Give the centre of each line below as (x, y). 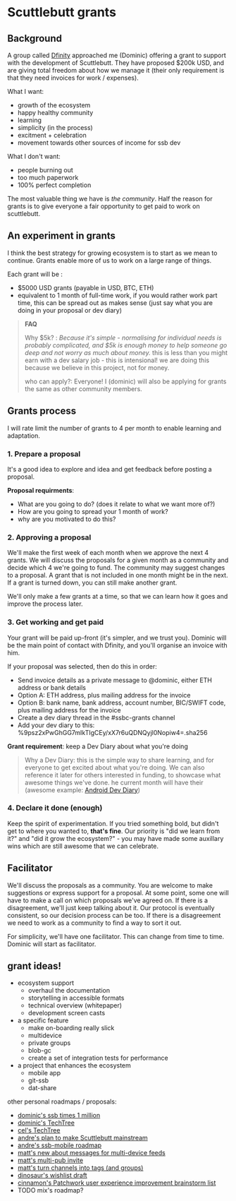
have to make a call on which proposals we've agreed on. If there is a (108, 900)
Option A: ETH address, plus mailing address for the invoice (104, 695)
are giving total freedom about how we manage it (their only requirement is (116, 70)
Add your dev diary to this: (56, 725)
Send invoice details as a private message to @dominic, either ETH (115, 680)
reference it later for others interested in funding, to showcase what (123, 775)
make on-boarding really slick (71, 1028)
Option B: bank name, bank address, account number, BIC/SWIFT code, (122, 703)
